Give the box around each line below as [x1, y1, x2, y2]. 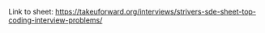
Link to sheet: [8, 7, 54, 16]
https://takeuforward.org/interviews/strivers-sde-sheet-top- [55, 7, 257, 16]
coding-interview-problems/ [8, 15, 103, 25]
